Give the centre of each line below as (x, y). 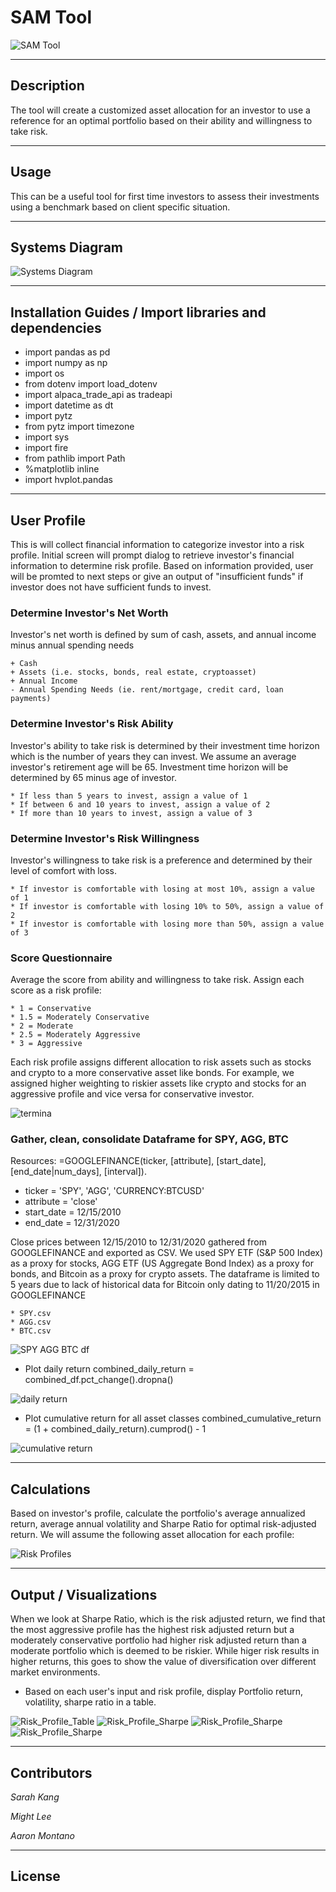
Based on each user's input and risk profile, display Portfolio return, (163, 1692)
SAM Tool (51, 17)
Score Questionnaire (61, 958)
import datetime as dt (69, 405)
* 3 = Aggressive (46, 1044)
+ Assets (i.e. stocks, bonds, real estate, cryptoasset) (133, 672)
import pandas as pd (67, 352)
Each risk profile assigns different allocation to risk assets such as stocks (161, 1062)
